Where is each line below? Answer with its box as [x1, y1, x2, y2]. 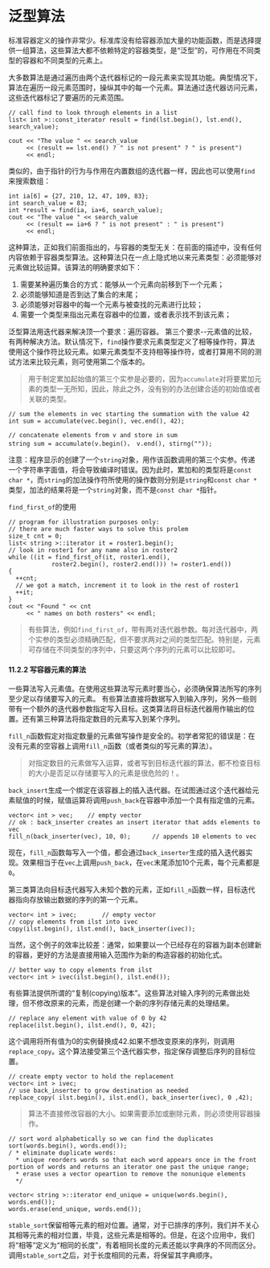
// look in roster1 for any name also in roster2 [8, 546, 178, 554]
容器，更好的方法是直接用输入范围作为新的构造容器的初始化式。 [14, 950, 227, 960]
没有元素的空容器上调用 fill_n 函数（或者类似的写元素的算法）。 [8, 741, 217, 751]
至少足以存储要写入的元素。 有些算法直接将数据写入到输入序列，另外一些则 [8, 694, 257, 704]
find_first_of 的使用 [8, 501, 77, 511]
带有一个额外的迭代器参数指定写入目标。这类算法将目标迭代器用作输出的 [8, 704, 247, 714]
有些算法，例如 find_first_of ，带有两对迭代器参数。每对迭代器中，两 [27, 624, 259, 634]
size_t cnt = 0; [8, 532, 63, 540]
